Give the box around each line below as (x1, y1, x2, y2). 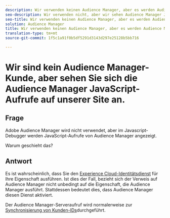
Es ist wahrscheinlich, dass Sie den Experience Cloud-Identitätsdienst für (5, 170, 158, 177)
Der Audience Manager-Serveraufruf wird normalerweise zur (5, 201, 133, 207)
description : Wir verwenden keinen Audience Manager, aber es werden (5, 7, 155, 13)
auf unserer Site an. (40, 94, 125, 105)
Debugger (5, 132, 26, 139)
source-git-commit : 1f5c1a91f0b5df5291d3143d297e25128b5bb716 (5, 36, 139, 41)
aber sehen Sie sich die (37, 73, 138, 84)
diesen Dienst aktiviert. (5, 192, 53, 198)
